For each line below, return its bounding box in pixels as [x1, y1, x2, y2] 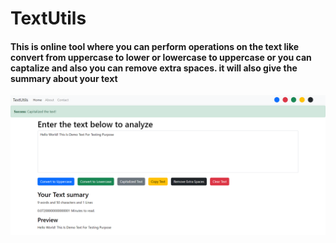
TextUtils [10, 7, 87, 30]
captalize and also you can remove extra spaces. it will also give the [10, 62, 298, 74]
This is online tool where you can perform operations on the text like [10, 40, 300, 52]
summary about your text [10, 72, 118, 84]
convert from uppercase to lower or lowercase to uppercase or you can [10, 51, 312, 63]
